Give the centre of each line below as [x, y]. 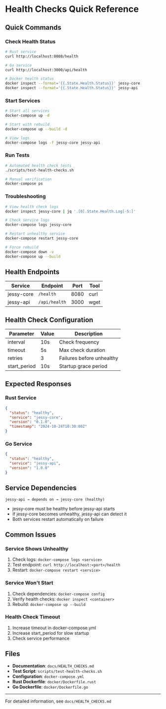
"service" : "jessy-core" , [36, 417]
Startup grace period [83, 366]
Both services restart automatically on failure [58, 519]
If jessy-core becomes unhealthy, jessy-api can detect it [69, 514]
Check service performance [41, 638]
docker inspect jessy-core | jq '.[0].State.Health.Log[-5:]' [70, 211]
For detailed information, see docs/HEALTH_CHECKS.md [58, 701]
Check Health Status [30, 42]
